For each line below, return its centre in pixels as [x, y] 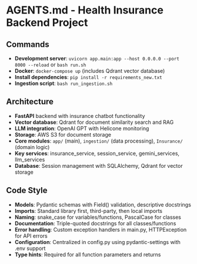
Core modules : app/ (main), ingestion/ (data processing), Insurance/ [99, 141]
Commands [28, 44]
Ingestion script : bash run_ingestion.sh [64, 83]
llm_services [30, 160]
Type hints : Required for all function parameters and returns [88, 254]
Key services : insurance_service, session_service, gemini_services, [97, 153]
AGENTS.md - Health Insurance [85, 10]
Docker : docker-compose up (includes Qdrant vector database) [90, 71]
